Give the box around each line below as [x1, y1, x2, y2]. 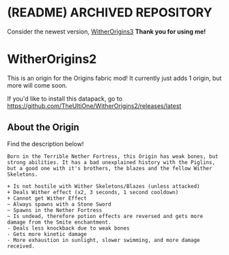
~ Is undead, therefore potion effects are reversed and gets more [7, 213, 204, 219]
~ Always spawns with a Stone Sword [7, 200, 111, 208]
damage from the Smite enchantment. [7, 219, 111, 226]
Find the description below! [7, 139, 84, 148]
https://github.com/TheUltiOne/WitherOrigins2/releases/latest [7, 101, 182, 110]
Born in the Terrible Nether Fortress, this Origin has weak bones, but [7, 152, 219, 160]
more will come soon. [7, 81, 68, 90]
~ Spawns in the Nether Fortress [7, 206, 103, 213]
